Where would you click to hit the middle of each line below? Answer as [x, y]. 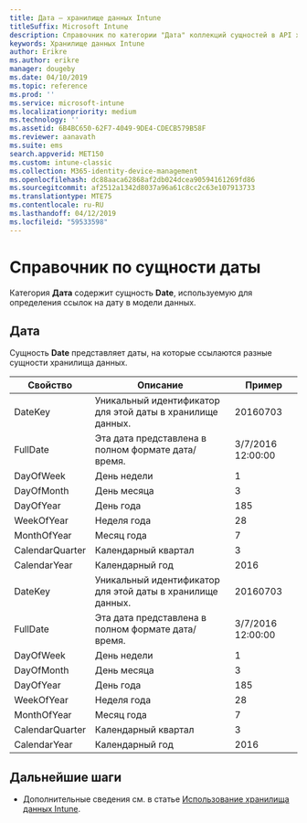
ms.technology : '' [44, 120]
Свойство [50, 385]
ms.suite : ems [37, 145]
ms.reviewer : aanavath [53, 137]
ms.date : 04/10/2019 [49, 78]
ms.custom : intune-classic [61, 162]
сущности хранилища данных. [69, 363]
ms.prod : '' [32, 94]
